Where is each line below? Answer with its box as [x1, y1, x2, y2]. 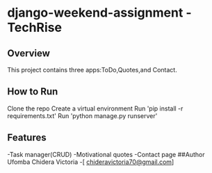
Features [7, 132, 47, 144]
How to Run [7, 85, 58, 98]
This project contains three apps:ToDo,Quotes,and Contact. [7, 66, 177, 74]
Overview [7, 47, 51, 59]
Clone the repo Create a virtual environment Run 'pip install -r [7, 104, 184, 113]
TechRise [7, 19, 63, 35]
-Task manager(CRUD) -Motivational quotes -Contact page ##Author [7, 150, 205, 158]
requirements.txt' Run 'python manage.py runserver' [7, 111, 158, 120]
